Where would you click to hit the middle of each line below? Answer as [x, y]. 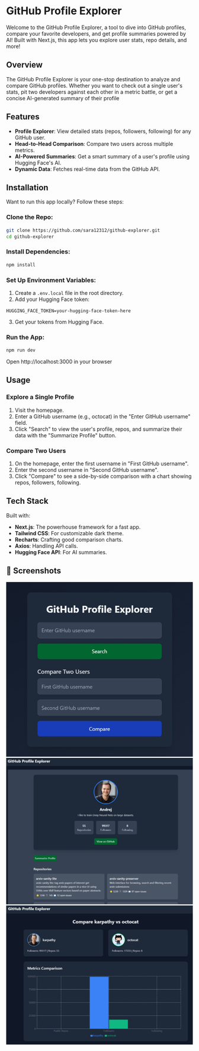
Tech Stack [27, 501]
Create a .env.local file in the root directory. [69, 293]
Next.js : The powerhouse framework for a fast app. [78, 527]
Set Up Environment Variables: [51, 280]
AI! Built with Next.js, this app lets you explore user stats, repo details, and [97, 40]
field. [21, 423]
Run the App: [25, 337]
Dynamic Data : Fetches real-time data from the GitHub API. [87, 169]
